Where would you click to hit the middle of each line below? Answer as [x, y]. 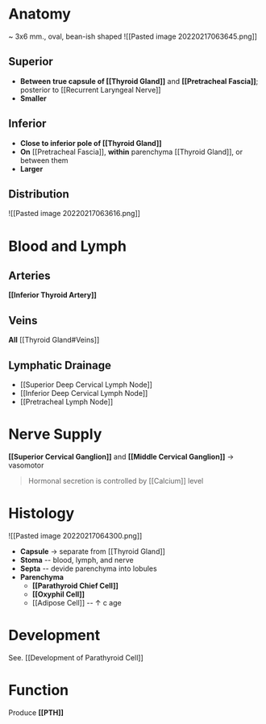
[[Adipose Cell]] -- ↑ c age [77, 602]
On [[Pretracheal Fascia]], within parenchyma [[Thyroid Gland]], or [131, 152]
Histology [42, 514]
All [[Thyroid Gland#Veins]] [54, 340]
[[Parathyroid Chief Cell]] [75, 585]
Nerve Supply [55, 434]
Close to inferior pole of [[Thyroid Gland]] [91, 143]
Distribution [39, 194]
